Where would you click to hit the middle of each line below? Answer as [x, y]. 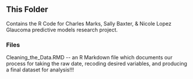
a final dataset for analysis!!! [40, 70]
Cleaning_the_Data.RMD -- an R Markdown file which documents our [89, 58]
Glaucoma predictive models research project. [62, 30]
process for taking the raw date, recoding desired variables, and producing [97, 64]
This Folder [27, 10]
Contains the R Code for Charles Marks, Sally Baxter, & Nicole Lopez [89, 23]
